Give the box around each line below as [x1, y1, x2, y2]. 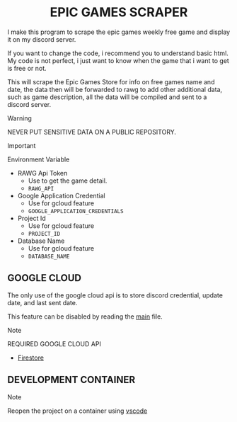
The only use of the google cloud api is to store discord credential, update [7, 291, 223, 300]
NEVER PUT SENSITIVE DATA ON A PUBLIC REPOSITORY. [7, 127, 177, 136]
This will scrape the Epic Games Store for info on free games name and [7, 77, 215, 86]
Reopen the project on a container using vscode [7, 406, 148, 415]
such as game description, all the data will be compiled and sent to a [7, 93, 207, 101]
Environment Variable [7, 155, 70, 164]
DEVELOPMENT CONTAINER [7, 374, 136, 386]
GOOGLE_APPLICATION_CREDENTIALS [28, 207, 124, 215]
